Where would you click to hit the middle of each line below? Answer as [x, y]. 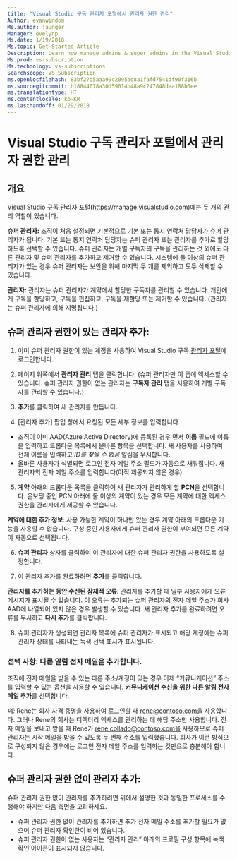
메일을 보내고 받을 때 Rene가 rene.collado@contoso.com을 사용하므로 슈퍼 [119, 728]
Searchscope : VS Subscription [52, 73]
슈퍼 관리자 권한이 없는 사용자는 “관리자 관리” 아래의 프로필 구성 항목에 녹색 [121, 839]
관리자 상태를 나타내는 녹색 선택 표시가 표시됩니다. [86, 641]
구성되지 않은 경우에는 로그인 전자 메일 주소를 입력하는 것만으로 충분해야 [114, 746]
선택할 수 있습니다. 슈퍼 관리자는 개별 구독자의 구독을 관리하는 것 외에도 [124, 248]
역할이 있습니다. [36, 215]
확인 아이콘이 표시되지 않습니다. [61, 848]
